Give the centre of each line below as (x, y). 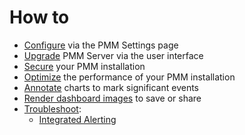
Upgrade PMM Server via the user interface (113, 55)
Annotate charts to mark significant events (111, 87)
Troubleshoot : (52, 108)
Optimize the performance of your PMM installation (129, 77)
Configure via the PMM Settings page (101, 45)
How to (39, 17)
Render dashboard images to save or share (112, 98)
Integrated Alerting (77, 119)
